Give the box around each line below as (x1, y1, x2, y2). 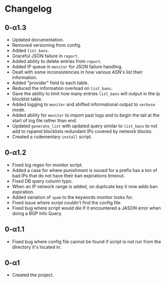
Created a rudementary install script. (12, 134, 92, 139)
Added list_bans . (12, 48, 49, 53)
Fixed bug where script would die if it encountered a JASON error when (12, 205, 161, 211)
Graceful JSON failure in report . (12, 53, 79, 59)
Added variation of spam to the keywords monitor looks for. (12, 194, 133, 200)
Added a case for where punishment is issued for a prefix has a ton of (12, 167, 157, 173)
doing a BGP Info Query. (12, 210, 63, 216)
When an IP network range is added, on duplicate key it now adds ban (12, 183, 158, 189)
